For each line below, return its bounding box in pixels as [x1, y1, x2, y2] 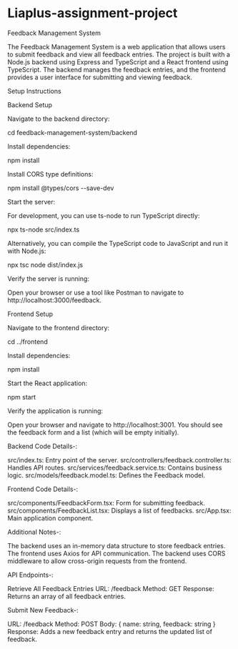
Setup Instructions [7, 86, 62, 95]
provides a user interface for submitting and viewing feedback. [7, 73, 193, 81]
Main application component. [7, 513, 94, 522]
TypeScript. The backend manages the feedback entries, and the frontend [7, 65, 227, 74]
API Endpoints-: [7, 570, 54, 579]
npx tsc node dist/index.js [7, 260, 84, 269]
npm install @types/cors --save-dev [7, 184, 114, 192]
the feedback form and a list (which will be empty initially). [7, 427, 179, 437]
